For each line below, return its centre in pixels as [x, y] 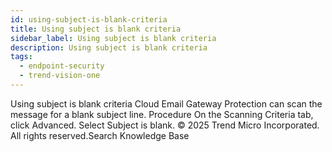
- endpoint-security [62, 66]
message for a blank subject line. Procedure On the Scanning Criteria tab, [162, 114]
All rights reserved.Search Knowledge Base [100, 135]
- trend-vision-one [60, 76]
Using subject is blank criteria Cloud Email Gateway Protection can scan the [166, 103]
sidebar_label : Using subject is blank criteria [113, 38]
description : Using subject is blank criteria [109, 47]
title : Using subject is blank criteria [96, 29]
